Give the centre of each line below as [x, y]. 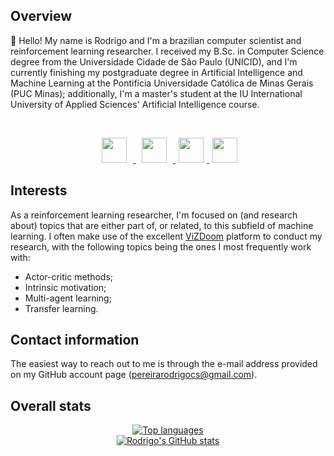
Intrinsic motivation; [65, 287]
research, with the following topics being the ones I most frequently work [161, 246]
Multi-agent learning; [68, 298]
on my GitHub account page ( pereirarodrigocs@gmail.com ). [134, 375]
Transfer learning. [61, 308]
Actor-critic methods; [69, 276]
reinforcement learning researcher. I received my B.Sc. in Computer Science [167, 51]
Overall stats [51, 405]
